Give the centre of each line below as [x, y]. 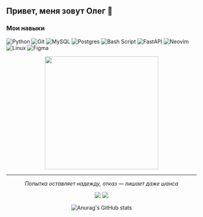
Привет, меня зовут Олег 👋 [60, 11]
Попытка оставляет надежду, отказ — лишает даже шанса [101, 183]
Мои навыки [26, 28]
